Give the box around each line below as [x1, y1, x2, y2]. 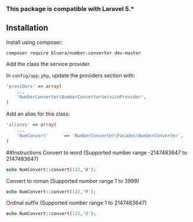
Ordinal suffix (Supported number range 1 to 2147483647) [6, 200, 147, 207]
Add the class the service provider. [6, 60, 91, 67]
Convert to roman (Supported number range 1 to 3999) [6, 177, 140, 184]
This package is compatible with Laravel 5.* [6, 5, 135, 13]
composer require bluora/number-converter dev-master [6, 50, 142, 56]
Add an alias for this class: [6, 110, 70, 117]
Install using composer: [6, 38, 63, 45]
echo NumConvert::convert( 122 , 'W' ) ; [6, 166, 96, 172]
